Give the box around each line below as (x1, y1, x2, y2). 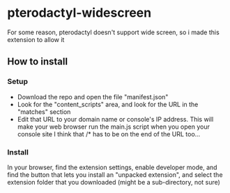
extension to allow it (7, 35, 65, 43)
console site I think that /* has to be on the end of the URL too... (17, 129, 201, 138)
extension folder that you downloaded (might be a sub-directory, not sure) (7, 178, 221, 186)
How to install (7, 56, 68, 68)
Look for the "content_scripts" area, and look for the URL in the (17, 100, 199, 108)
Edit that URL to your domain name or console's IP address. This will (17, 115, 214, 123)
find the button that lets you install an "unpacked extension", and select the (7, 170, 223, 179)
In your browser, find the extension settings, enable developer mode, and (7, 163, 217, 171)
